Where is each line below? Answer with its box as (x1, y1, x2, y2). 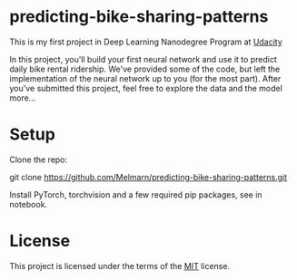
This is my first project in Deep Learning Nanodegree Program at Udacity (9, 36, 283, 47)
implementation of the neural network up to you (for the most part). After (9, 72, 282, 83)
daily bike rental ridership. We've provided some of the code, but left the (9, 63, 281, 74)
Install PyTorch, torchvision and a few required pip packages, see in (9, 188, 262, 200)
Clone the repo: (9, 154, 68, 165)
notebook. (9, 198, 48, 209)
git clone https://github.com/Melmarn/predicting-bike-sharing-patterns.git (9, 171, 288, 182)
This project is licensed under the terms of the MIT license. (9, 260, 230, 271)
